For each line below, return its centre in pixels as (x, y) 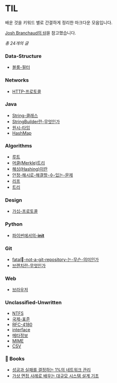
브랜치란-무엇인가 (29, 266)
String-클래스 (25, 115)
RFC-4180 (22, 324)
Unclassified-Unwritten (33, 303)
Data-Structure (23, 56)
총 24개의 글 (17, 43)
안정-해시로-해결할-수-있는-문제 (42, 175)
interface (21, 330)
